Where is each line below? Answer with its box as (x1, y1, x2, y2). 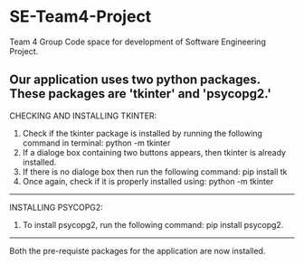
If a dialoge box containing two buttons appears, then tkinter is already (22, 147, 287, 157)
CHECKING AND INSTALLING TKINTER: (9, 110, 157, 121)
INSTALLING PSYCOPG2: (9, 202, 104, 213)
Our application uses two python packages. (9, 72, 261, 88)
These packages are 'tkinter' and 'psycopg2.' (9, 86, 271, 101)
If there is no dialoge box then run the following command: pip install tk (22, 166, 288, 177)
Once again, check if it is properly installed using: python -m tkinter (22, 175, 274, 186)
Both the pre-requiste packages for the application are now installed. (9, 245, 266, 256)
